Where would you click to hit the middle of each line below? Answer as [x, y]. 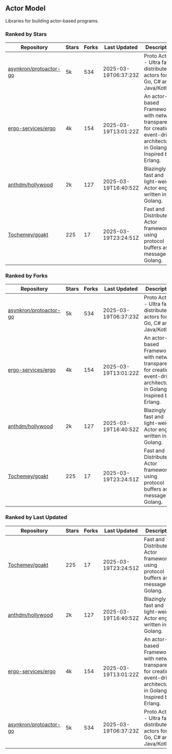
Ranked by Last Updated [36, 517]
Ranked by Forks [26, 276]
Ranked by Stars [26, 34]
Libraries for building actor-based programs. [52, 21]
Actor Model [26, 8]
